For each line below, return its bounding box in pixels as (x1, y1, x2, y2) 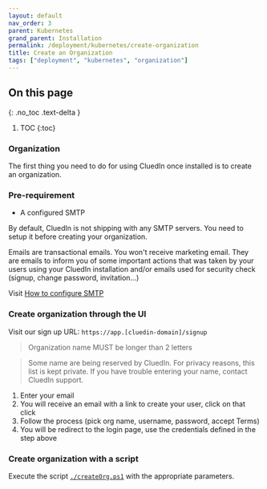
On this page (8, 86, 74, 100)
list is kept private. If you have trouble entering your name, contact (27, 366, 248, 376)
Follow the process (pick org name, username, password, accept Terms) (19, 416, 261, 426)
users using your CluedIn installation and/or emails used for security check (8, 265, 257, 274)
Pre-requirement (8, 189, 75, 200)
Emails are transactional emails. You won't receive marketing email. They (8, 248, 249, 257)
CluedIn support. (27, 374, 84, 385)
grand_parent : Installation (8, 34, 103, 42)
